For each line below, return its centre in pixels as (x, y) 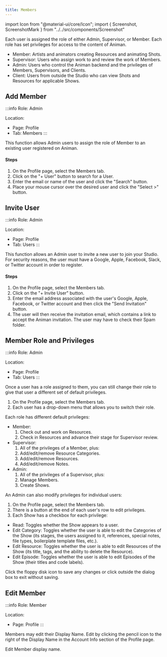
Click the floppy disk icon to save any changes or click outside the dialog (80, 572)
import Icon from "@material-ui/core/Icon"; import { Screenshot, (71, 24)
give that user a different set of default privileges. (56, 392)
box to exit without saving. (32, 577)
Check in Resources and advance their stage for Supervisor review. (89, 437)
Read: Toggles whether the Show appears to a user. (66, 525)
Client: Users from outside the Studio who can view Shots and (76, 75)
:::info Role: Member (26, 605)
